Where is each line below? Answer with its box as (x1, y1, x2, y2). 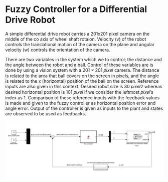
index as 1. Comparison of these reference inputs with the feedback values (5, 94, 160, 101)
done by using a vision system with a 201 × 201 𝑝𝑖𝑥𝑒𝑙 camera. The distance (5, 67, 159, 73)
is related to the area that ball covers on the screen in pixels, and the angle (5, 73, 159, 79)
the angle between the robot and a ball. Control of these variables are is (5, 62, 153, 68)
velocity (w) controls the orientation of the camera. (5, 47, 110, 53)
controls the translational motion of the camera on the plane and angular (5, 41, 154, 47)
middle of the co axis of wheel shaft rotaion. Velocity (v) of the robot (5, 36, 146, 42)
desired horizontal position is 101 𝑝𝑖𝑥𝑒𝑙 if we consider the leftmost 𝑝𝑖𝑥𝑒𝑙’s (5, 89, 154, 95)
